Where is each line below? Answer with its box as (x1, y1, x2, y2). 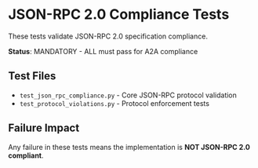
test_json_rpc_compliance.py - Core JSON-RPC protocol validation (19, 90, 238, 100)
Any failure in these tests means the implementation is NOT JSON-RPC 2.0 (8, 142, 251, 152)
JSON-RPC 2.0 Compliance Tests (8, 5, 230, 24)
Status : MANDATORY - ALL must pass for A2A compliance (8, 46, 198, 56)
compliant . (8, 151, 45, 160)
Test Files (8, 69, 56, 83)
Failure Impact (8, 122, 80, 135)
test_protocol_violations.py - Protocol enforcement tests (19, 98, 210, 108)
